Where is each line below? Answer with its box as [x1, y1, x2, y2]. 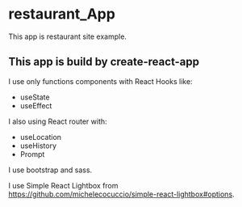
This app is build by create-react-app [8, 55, 200, 69]
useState [19, 92, 50, 102]
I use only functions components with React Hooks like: [8, 76, 193, 86]
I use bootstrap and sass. [8, 165, 93, 175]
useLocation [19, 132, 62, 142]
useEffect [19, 100, 52, 110]
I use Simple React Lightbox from [8, 180, 119, 190]
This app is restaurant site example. [8, 32, 127, 41]
